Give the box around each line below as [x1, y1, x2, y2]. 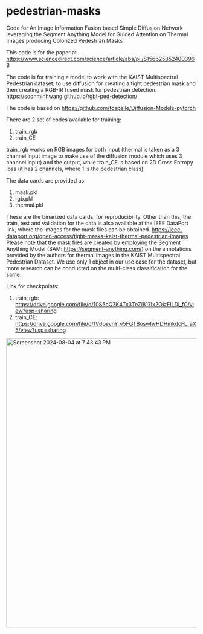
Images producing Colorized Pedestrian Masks [6, 37, 123, 44]
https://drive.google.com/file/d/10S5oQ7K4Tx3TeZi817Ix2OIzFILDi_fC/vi [14, 300, 195, 308]
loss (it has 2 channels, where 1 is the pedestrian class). [6, 165, 145, 172]
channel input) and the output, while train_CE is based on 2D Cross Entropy [6, 158, 193, 166]
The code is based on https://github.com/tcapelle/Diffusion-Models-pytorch [6, 104, 196, 111]
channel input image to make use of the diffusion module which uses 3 [6, 152, 182, 160]
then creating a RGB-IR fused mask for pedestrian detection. [6, 86, 157, 93]
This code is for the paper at [6, 48, 77, 56]
